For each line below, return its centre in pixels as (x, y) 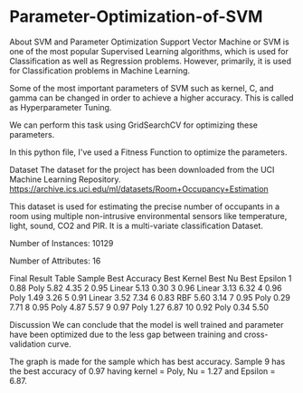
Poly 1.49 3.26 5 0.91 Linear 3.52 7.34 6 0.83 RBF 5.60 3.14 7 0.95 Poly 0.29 (150, 297)
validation (28, 344)
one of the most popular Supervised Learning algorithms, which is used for (149, 51)
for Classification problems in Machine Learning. (100, 71)
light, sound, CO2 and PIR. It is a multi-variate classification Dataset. (137, 225)
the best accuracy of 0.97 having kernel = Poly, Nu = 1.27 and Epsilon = (142, 371)
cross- (256, 334)
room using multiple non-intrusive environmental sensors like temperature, (148, 216)
